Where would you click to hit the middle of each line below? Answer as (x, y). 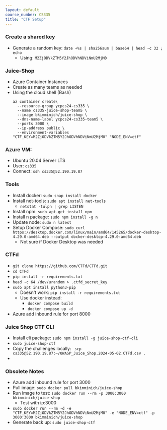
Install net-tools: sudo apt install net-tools (59, 201)
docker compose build (50, 303)
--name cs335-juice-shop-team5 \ (52, 110)
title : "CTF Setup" (26, 19)
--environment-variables (43, 132)
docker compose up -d (50, 309)
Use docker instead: (41, 297)
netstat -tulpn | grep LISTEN (52, 206)
